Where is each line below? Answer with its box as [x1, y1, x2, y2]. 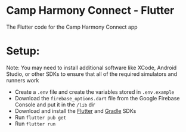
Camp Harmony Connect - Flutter [6, 4, 175, 17]
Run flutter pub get [14, 113, 67, 121]
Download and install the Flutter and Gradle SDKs [14, 107, 137, 114]
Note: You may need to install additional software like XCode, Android [6, 64, 177, 71]
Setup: [6, 44, 40, 58]
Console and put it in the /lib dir [14, 101, 95, 108]
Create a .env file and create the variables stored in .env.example [14, 88, 175, 96]
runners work [6, 76, 39, 84]
